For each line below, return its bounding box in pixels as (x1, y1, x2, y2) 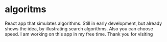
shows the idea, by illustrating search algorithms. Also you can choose (5, 25, 154, 31)
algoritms (5, 4, 46, 15)
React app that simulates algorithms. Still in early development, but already (5, 20, 162, 26)
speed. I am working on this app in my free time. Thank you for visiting (5, 31, 153, 37)
